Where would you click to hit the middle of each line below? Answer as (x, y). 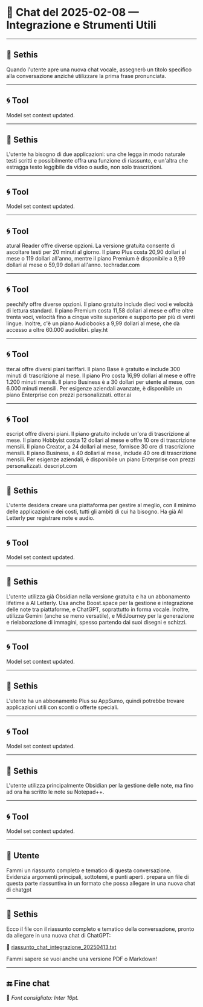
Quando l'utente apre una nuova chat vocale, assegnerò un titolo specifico (99, 70)
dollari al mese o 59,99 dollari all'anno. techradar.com (73, 265)
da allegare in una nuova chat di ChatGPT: (59, 935)
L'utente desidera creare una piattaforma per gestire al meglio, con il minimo (101, 505)
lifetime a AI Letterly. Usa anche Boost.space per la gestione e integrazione (100, 603)
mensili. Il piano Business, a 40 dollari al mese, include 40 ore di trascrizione (101, 453)
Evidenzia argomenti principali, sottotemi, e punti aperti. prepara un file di (98, 876)
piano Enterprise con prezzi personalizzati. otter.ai (69, 395)
